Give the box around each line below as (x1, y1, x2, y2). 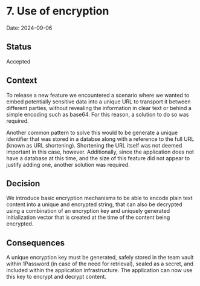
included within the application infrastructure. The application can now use (6, 267, 193, 274)
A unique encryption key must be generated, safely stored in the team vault (6, 254, 194, 261)
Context (6, 76, 37, 86)
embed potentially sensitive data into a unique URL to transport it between (6, 98, 191, 105)
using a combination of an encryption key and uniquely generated (6, 207, 170, 215)
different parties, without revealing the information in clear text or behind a (6, 104, 192, 111)
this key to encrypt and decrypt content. (6, 273, 107, 281)
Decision (6, 178, 40, 189)
